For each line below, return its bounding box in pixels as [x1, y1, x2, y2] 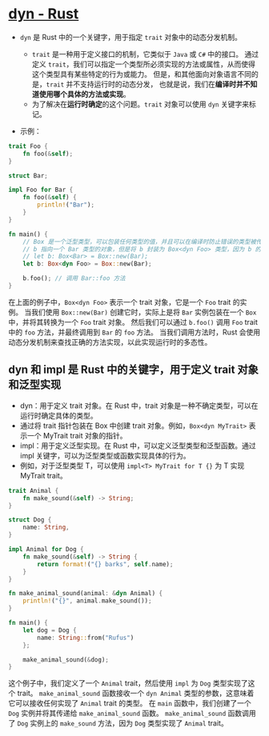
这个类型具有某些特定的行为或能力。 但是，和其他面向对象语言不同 [31, 69, 252, 78]
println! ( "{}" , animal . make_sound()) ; [22, 597, 152, 605]
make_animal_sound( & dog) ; [22, 655, 110, 664]
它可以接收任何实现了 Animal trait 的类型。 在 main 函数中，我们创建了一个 [8, 698, 251, 708]
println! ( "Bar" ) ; [37, 201, 94, 209]
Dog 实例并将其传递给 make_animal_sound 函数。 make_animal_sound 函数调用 [8, 709, 256, 718]
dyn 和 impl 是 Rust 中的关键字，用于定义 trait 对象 [8, 363, 259, 377]
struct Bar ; [8, 171, 48, 180]
